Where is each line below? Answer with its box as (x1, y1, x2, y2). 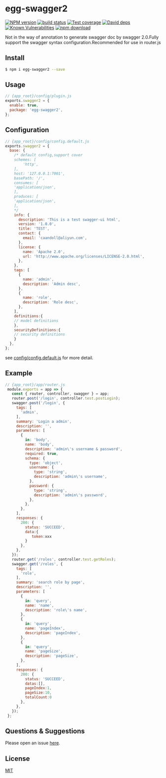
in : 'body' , (25, 437, 50, 443)
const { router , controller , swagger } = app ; (11, 391, 110, 396)
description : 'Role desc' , (23, 300, 79, 305)
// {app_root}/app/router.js (5, 382, 65, 387)
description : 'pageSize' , (25, 653, 79, 658)
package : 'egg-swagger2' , (9, 107, 63, 113)
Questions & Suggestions (5, 727, 85, 735)
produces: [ (14, 194, 39, 199)
